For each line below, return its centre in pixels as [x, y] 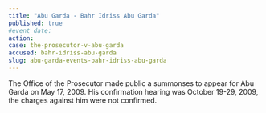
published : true [35, 23]
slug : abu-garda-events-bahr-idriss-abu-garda [88, 61]
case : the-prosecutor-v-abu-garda [66, 46]
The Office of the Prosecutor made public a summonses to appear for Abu [131, 83]
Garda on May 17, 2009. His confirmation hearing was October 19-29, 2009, [133, 91]
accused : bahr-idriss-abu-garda [62, 53]
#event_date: [30, 30]
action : [21, 38]
